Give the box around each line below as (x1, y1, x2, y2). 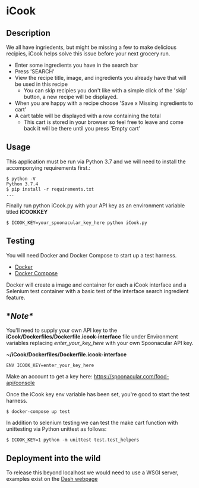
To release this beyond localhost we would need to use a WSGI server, (6, 469, 179, 476)
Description (6, 28, 50, 38)
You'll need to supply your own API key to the (6, 327, 118, 334)
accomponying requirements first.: (6, 164, 91, 171)
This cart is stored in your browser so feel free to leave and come (23, 119, 184, 126)
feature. (6, 294, 26, 301)
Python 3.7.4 (6, 181, 39, 187)
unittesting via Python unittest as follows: (6, 425, 107, 433)
